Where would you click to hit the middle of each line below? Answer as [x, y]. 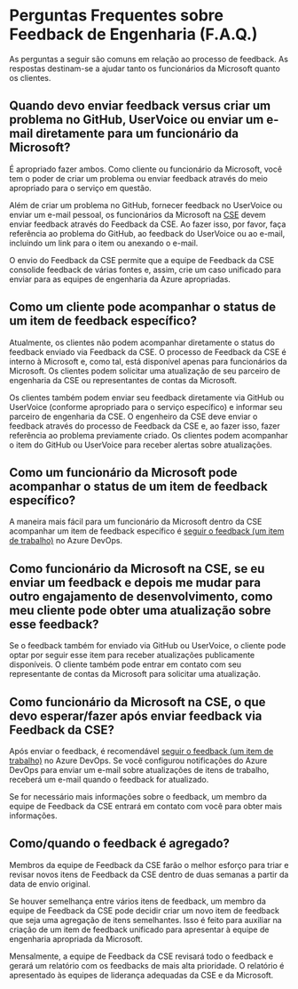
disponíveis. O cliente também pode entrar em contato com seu [125, 664]
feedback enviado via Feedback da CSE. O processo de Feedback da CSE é [148, 351]
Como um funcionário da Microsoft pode [123, 472]
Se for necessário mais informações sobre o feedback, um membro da [138, 796]
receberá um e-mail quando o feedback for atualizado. [109, 780]
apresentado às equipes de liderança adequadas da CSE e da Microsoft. [141, 975]
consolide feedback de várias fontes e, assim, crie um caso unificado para [145, 269]
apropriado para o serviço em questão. [81, 188]
